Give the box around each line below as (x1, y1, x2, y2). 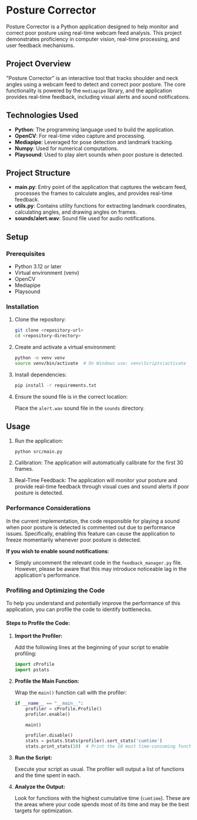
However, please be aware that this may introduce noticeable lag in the (14, 565, 187, 572)
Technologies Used (6, 110, 78, 121)
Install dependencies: (14, 371, 67, 378)
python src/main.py (14, 449, 63, 454)
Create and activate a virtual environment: (14, 344, 116, 351)
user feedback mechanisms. (6, 42, 75, 49)
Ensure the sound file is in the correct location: (14, 393, 128, 400)
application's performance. (14, 572, 81, 579)
